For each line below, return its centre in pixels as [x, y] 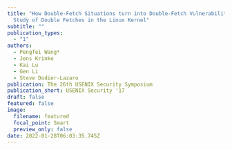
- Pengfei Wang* [37, 53]
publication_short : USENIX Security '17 [66, 91]
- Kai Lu [26, 65]
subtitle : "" [26, 26]
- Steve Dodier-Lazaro [46, 78]
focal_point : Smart [41, 123]
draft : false [26, 97]
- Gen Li [26, 71]
